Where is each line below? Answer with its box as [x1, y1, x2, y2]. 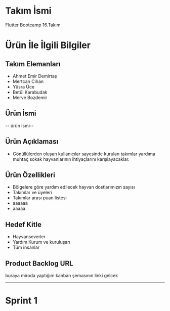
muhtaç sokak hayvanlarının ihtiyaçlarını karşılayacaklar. [12, 156, 130, 162]
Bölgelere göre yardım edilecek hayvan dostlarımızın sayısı [12, 184, 135, 190]
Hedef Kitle [5, 220, 42, 229]
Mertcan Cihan [12, 78, 44, 84]
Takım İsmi [5, 5, 52, 17]
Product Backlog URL [5, 259, 73, 268]
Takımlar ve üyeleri [12, 190, 52, 196]
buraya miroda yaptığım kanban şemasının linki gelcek [5, 273, 118, 278]
